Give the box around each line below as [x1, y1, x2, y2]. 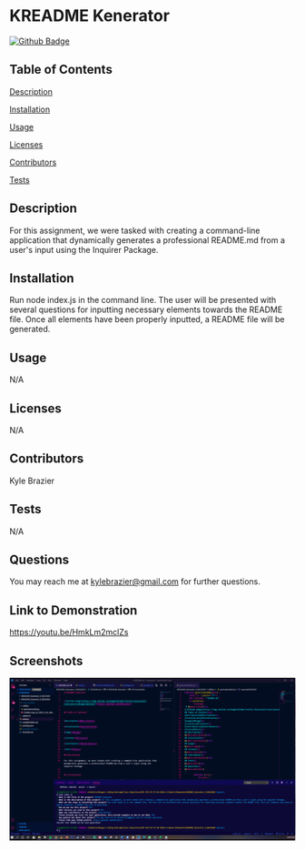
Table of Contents [9, 62, 113, 77]
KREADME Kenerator [9, 5, 171, 26]
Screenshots [9, 653, 84, 669]
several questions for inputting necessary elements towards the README [9, 304, 283, 315]
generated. [9, 324, 51, 335]
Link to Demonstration [9, 602, 138, 618]
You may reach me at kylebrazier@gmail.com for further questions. [9, 576, 261, 587]
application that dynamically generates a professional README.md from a [9, 234, 286, 246]
